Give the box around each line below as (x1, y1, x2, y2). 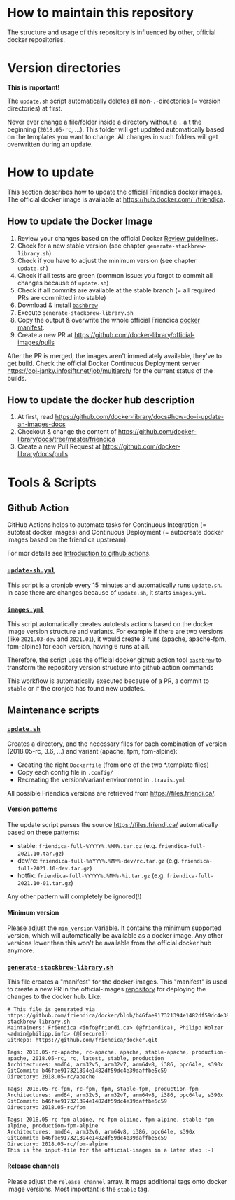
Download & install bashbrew (17, 301, 98, 309)
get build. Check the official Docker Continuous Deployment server (7, 359, 201, 367)
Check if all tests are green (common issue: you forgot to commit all (17, 271, 213, 279)
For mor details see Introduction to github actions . (7, 549, 151, 558)
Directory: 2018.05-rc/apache (7, 1073, 96, 1080)
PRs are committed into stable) (17, 293, 106, 302)
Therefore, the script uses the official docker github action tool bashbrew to (7, 656, 222, 664)
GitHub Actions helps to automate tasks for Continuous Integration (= (7, 521, 207, 529)
